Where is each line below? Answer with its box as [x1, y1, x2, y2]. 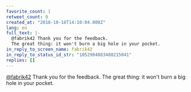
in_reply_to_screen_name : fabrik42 [6, 47, 93, 52]
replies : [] [6, 57, 35, 63]
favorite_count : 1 [6, 8, 51, 15]
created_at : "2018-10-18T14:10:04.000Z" [6, 19, 106, 25]
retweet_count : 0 [6, 14, 48, 20]
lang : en [6, 24, 27, 31]
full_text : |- [6, 30, 41, 36]
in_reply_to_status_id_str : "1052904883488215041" [6, 52, 132, 58]
